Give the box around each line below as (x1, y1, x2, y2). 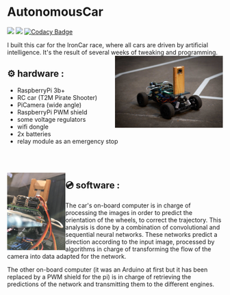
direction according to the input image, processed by (65, 238, 215, 246)
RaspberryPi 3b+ (16, 86, 65, 94)
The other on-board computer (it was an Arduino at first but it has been (7, 265, 208, 274)
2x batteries (16, 129, 51, 138)
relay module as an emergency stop (16, 137, 118, 145)
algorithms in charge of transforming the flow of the (65, 244, 212, 253)
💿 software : (65, 179, 120, 192)
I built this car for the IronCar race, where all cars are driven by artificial (7, 40, 209, 49)
